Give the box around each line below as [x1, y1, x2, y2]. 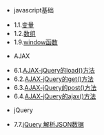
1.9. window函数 [13, 38, 59, 46]
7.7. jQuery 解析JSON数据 [13, 120, 85, 128]
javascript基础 [13, 6, 54, 14]
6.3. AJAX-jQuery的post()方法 [13, 84, 97, 91]
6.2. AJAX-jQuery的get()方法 [13, 75, 94, 83]
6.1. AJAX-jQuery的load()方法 [13, 66, 95, 74]
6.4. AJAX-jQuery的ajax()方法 [13, 92, 96, 100]
